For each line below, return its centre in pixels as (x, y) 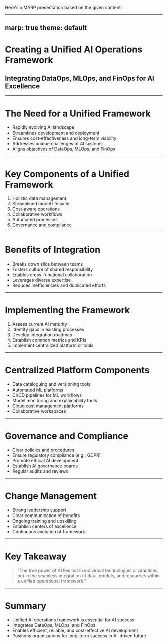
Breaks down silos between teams (48, 264)
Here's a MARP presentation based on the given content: (64, 7)
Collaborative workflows (37, 214)
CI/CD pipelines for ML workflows (47, 395)
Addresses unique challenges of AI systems (58, 144)
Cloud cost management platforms (48, 406)
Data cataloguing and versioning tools (51, 384)
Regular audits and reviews (40, 471)
